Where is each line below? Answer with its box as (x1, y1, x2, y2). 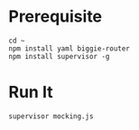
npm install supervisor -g (8, 51, 110, 60)
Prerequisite (8, 6, 103, 27)
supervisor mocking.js (8, 111, 94, 121)
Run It (8, 82, 53, 103)
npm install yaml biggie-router (8, 43, 130, 53)
